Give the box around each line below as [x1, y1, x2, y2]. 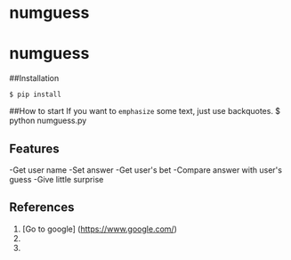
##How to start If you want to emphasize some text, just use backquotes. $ [9, 106, 281, 117]
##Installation [9, 73, 60, 84]
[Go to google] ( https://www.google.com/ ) [21, 223, 178, 234]
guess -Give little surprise [9, 174, 104, 184]
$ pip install [9, 90, 62, 100]
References [9, 199, 75, 215]
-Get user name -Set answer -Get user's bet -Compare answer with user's [9, 164, 283, 175]
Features [9, 141, 60, 156]
